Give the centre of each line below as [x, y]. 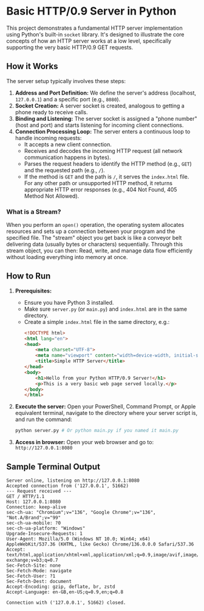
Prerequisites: [33, 291]
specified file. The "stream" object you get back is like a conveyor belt [94, 238]
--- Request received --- [39, 491]
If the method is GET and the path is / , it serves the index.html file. [107, 177]
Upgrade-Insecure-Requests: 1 [45, 534]
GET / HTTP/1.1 [25, 497]
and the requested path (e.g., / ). [64, 170]
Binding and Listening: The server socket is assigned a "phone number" [106, 118]
